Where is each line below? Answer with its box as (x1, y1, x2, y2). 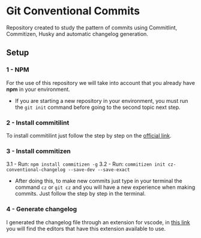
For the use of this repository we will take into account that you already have (6, 79, 195, 86)
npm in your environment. (6, 86, 70, 93)
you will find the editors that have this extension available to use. (6, 225, 166, 232)
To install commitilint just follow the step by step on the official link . (6, 132, 172, 139)
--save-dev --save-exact (68, 167, 130, 173)
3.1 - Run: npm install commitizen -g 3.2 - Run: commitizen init (6, 160, 166, 168)
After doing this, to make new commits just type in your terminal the (14, 178, 183, 185)
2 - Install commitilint (6, 118, 70, 127)
